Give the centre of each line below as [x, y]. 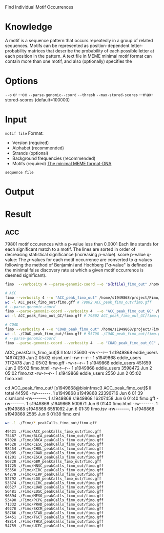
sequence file [20, 172]
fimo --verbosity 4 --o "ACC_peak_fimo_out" [51, 298]
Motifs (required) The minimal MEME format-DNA [62, 163]
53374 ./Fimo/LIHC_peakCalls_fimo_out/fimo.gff [54, 483]
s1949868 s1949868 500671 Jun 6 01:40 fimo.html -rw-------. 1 [93, 403]
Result [18, 214]
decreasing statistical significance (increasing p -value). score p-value [75, 254]
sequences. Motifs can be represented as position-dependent [67, 46]
